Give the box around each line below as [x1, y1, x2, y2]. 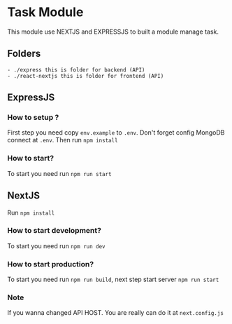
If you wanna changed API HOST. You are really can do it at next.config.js [7, 309, 224, 317]
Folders [7, 48, 41, 60]
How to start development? [7, 226, 101, 236]
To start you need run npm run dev [7, 241, 106, 250]
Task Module [7, 4, 84, 20]
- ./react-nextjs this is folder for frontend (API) [7, 72, 164, 79]
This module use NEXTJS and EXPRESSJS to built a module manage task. [7, 27, 219, 36]
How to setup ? [7, 113, 59, 123]
